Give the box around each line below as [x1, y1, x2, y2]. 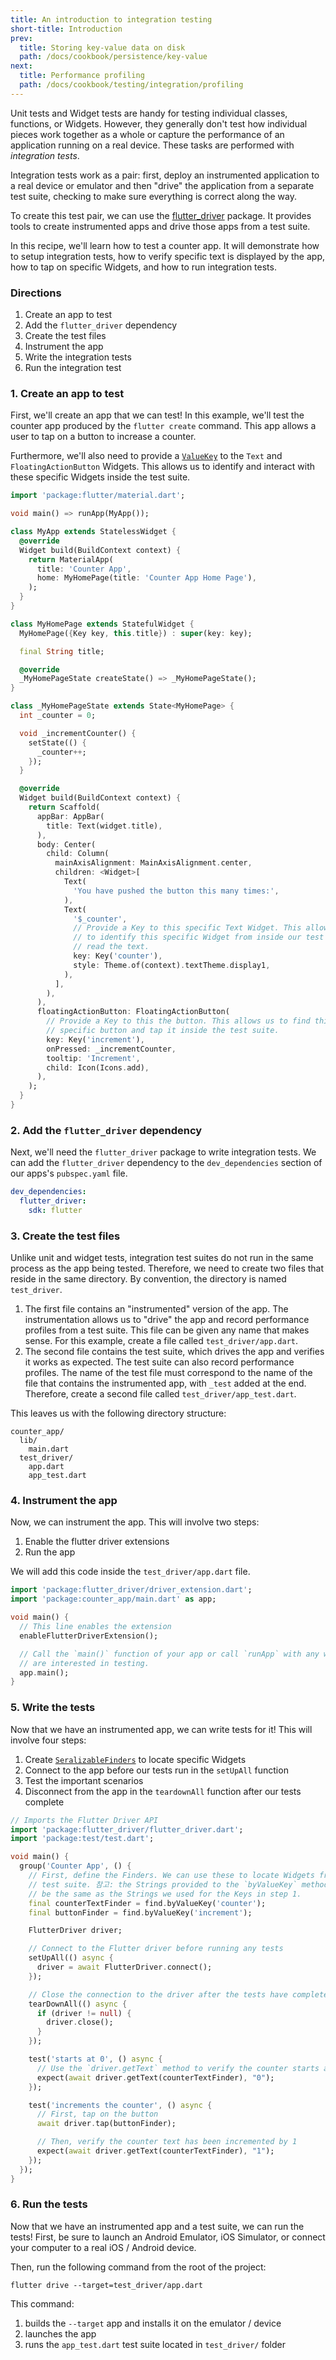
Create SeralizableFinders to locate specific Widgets [24, 1753, 247, 1765]
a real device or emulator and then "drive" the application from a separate [10, 179, 315, 191]
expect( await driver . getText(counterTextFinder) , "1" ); [36, 2146, 275, 2156]
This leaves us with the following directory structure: [10, 1407, 227, 1420]
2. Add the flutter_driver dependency [10, 1123, 203, 1137]
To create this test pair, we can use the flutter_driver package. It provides [10, 209, 312, 221]
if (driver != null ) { [36, 2008, 132, 2018]
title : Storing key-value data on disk [19, 42, 186, 53]
